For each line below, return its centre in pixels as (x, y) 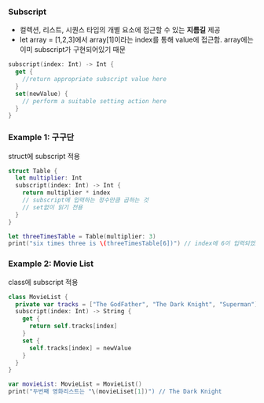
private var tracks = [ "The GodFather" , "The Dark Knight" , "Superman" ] (137, 304)
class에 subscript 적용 (43, 282)
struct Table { (33, 171)
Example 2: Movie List (51, 264)
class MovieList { (38, 297)
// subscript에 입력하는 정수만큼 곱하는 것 (86, 200)
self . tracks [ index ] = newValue (80, 348)
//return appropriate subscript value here (95, 79)
